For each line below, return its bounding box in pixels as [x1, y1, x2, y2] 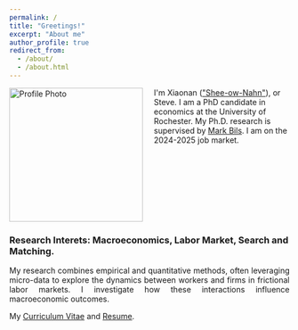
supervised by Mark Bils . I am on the [154, 125, 287, 136]
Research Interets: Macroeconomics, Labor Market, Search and [9, 234, 289, 246]
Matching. [9, 244, 55, 257]
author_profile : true [9, 37, 90, 47]
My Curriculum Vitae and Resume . [9, 311, 135, 322]
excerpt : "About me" [9, 29, 86, 38]
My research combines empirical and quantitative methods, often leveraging [9, 265, 290, 276]
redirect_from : [9, 46, 66, 55]
